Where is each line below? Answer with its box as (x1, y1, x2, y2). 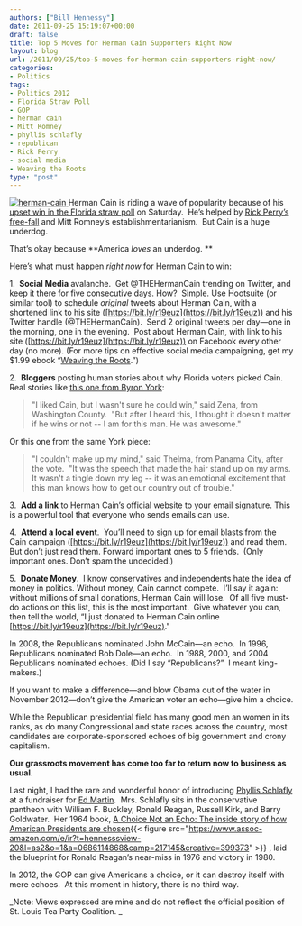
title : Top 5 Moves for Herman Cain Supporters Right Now (9, 38, 232, 48)
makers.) (9, 667, 42, 678)
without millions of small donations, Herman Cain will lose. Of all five (9, 592, 266, 603)
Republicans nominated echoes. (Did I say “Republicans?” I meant (9, 657, 257, 668)
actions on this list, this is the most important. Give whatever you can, (21, 601, 281, 613)
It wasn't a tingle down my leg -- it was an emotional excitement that (31, 472, 287, 483)
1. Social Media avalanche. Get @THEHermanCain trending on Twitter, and (9, 279, 291, 289)
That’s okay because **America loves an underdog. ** (9, 243, 214, 254)
